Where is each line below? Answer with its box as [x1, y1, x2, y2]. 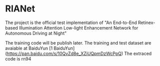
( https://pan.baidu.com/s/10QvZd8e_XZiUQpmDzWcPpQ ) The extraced [5, 50, 152, 56]
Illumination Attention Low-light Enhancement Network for [19, 24, 139, 30]
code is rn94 [5, 55, 31, 61]
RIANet [5, 3, 35, 14]
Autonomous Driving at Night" [5, 30, 67, 36]
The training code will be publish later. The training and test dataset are [5, 39, 152, 45]
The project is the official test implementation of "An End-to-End [5, 19, 137, 25]
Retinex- [138, 19, 156, 25]
